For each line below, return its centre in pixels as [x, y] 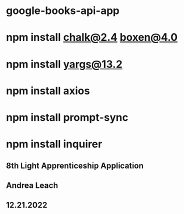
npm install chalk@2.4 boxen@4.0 [92, 38]
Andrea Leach [32, 185]
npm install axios [48, 91]
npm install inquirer [54, 144]
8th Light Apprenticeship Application [75, 165]
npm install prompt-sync [67, 117]
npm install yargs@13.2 [64, 64]
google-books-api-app [63, 11]
